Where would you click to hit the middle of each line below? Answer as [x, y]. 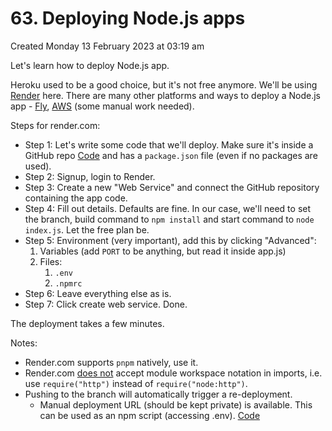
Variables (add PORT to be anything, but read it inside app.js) [163, 251]
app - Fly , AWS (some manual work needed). [102, 106]
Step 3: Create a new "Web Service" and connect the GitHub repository [172, 187]
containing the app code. [76, 198]
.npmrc [68, 283]
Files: [51, 261]
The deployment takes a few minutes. [87, 323]
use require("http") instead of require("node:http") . [136, 383]
